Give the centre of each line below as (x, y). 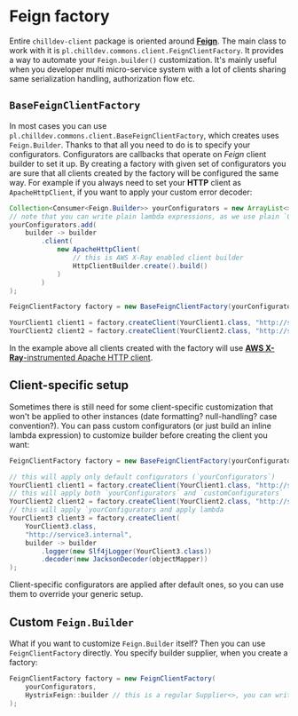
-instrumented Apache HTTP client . (88, 358)
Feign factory (59, 16)
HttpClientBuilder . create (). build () (140, 266)
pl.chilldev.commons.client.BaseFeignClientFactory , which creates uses (144, 135)
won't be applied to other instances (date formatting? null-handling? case (143, 416)
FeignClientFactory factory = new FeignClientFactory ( (113, 679)
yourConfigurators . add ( (53, 225)
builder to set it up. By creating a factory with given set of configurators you (148, 163)
